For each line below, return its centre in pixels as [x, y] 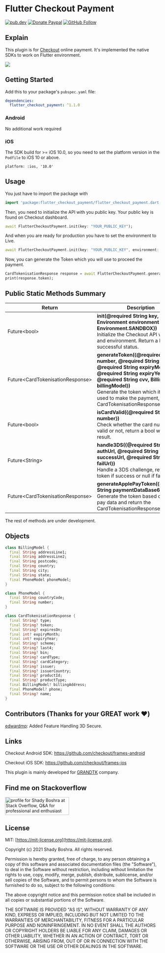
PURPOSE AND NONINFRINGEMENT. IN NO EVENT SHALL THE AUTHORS [81, 925]
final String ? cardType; [35, 657]
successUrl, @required [124, 457]
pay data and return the [124, 502]
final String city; [29, 571]
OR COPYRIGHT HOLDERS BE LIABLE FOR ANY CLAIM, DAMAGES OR [76, 930]
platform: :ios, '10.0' [29, 166]
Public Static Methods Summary [55, 294]
